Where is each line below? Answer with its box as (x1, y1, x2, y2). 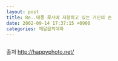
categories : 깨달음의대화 (6, 25, 64, 32)
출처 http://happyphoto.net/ (6, 48, 74, 56)
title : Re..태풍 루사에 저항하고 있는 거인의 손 (6, 14, 112, 21)
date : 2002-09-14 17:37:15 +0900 (6, 20, 91, 26)
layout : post (6, 8, 39, 15)
